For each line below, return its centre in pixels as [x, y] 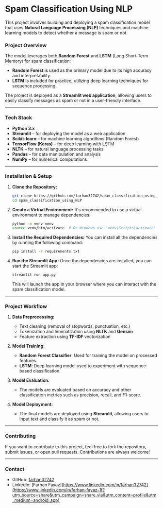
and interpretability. [32, 76]
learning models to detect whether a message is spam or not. [66, 33]
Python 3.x [23, 128]
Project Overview [26, 45]
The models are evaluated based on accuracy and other [75, 390]
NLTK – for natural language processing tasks [58, 149]
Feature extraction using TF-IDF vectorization [65, 337]
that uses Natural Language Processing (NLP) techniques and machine [77, 27]
